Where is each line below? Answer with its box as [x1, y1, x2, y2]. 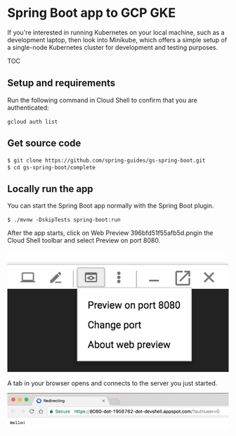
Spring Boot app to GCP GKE [7, 5, 176, 21]
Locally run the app [7, 183, 93, 195]
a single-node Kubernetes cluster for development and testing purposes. [7, 43, 218, 51]
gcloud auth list [7, 118, 58, 125]
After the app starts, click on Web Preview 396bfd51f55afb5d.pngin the [7, 229, 214, 237]
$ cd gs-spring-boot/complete [7, 164, 96, 171]
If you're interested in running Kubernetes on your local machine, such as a [7, 28, 225, 37]
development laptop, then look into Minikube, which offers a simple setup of [7, 35, 228, 44]
